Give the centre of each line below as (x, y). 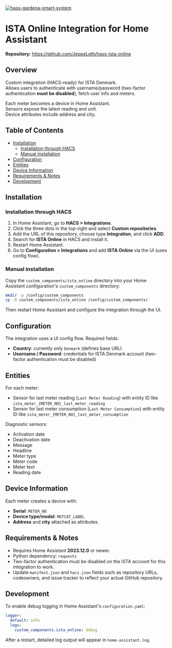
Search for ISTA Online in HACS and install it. (61, 240)
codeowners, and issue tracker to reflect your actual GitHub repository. (88, 578)
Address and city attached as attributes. (56, 521)
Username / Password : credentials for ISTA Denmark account (78, 354)
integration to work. (33, 567)
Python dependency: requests (45, 556)
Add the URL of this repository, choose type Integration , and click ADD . (89, 234)
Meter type (24, 456)
